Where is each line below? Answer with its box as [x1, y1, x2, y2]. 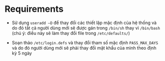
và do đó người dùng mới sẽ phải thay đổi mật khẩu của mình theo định [11, 45, 157, 51]
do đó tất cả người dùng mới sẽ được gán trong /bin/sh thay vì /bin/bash [11, 25, 160, 30]
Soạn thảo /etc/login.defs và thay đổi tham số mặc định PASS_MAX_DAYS [11, 39, 159, 45]
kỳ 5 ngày [11, 50, 32, 56]
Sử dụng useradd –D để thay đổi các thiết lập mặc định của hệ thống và [11, 20, 157, 26]
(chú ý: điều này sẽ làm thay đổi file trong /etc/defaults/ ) [11, 30, 130, 36]
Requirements [4, 3, 64, 15]
